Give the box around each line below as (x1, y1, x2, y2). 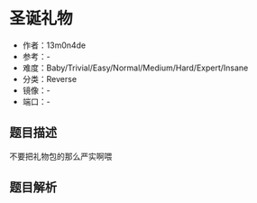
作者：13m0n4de (22, 40, 87, 51)
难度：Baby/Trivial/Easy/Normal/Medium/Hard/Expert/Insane (22, 62, 249, 73)
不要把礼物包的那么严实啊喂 (9, 151, 113, 161)
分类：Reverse (22, 73, 78, 84)
